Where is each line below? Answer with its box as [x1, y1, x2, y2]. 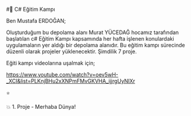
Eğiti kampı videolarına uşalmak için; [6, 60, 95, 66]
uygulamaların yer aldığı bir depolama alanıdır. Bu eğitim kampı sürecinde [6, 42, 186, 48]
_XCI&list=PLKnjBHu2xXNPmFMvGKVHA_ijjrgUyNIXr [6, 78, 136, 84]
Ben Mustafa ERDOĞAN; [6, 17, 66, 24]
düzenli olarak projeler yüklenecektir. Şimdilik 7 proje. [6, 48, 137, 55]
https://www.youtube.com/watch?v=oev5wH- [6, 71, 119, 78]
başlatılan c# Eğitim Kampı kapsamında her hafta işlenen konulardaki [6, 35, 174, 42]
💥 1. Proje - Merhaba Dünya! [6, 103, 76, 110]
